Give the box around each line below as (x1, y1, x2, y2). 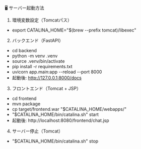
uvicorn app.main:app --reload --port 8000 (12, 69, 102, 75)
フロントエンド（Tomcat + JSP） (12, 85, 82, 91)
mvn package (12, 101, 41, 107)
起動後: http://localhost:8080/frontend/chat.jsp (12, 117, 109, 123)
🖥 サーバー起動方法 (5, 5, 44, 11)
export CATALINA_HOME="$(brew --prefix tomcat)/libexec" (12, 27, 136, 33)
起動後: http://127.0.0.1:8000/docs (12, 75, 82, 81)
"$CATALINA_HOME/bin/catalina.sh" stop (12, 138, 99, 144)
